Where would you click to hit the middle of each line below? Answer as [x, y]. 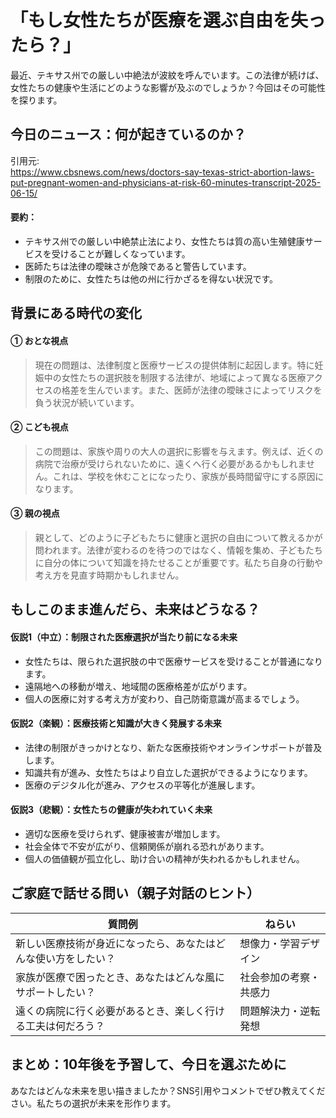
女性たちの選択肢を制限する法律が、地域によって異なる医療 [184, 377]
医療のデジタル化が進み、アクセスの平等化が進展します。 [142, 785]
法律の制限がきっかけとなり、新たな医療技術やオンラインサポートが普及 [173, 747]
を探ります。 [36, 100]
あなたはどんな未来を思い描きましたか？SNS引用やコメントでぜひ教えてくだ [168, 1090]
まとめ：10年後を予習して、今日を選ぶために [148, 1064]
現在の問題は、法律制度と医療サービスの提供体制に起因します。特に [174, 365]
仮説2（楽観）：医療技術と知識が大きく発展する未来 [116, 723]
